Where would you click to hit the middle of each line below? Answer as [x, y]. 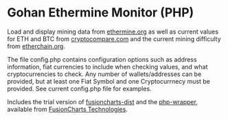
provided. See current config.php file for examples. [80, 88]
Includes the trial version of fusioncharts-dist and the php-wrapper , [102, 101]
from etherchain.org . [36, 46]
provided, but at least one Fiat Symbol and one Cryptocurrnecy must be [109, 81]
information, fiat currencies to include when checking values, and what [107, 67]
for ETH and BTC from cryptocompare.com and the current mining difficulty [114, 38]
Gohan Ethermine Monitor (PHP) [101, 13]
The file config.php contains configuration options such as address [102, 59]
